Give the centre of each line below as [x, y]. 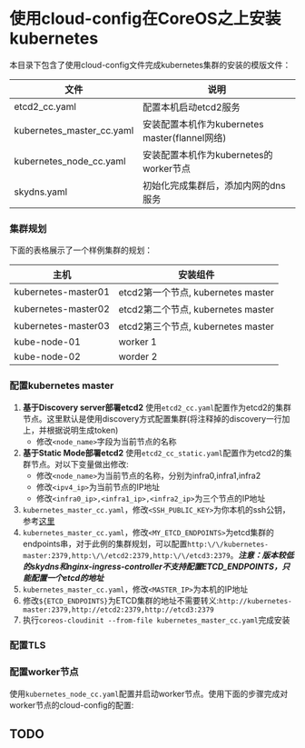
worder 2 [138, 357]
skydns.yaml [41, 192]
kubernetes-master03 [62, 326]
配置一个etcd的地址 [67, 577]
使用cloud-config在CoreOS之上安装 [145, 19]
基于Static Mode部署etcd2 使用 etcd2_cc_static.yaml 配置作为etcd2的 [153, 453]
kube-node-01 [48, 342]
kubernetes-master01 [62, 292]
